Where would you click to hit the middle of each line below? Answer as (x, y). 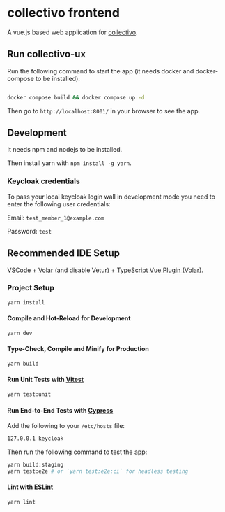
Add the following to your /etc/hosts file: (66, 426)
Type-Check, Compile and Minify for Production (78, 349)
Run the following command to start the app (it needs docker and (101, 71)
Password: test (30, 231)
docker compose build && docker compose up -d (76, 97)
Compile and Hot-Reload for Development (69, 318)
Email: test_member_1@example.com (56, 218)
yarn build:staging (36, 465)
